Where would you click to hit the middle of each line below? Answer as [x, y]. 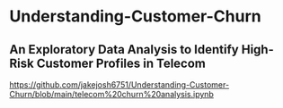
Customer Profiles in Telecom [121, 63]
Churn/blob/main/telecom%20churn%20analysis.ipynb [111, 94]
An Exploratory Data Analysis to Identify [124, 50]
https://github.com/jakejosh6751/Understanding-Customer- [119, 85]
